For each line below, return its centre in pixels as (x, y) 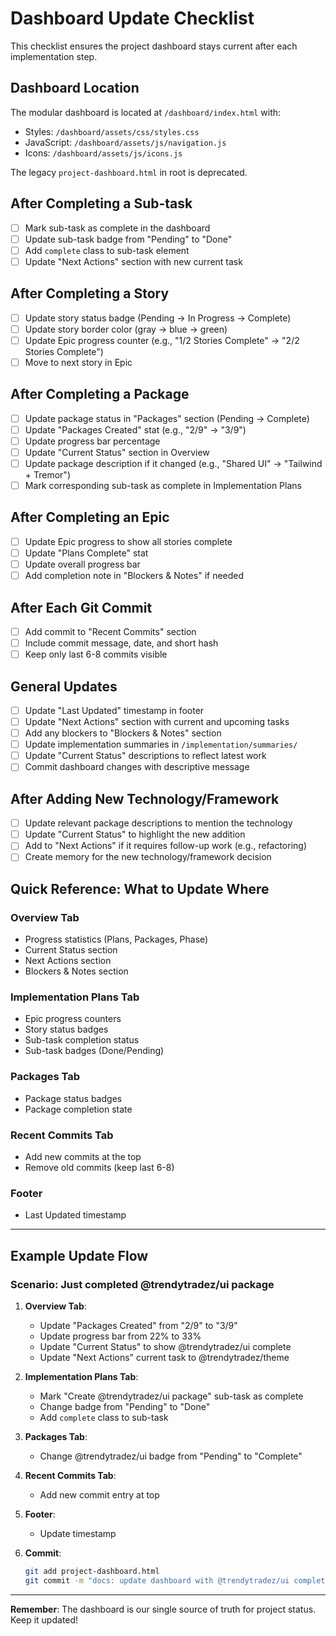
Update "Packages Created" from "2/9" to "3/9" (138, 1325)
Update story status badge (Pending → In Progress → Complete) (158, 318)
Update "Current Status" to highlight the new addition (135, 834)
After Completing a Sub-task (101, 203)
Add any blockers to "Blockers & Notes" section (123, 733)
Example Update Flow (79, 1255)
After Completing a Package (100, 394)
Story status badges (66, 1029)
